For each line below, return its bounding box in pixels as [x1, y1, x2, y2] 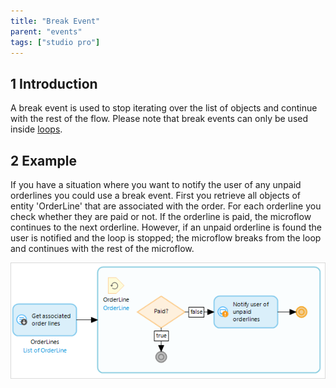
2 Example [10, 152, 77, 169]
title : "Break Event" [10, 16, 101, 26]
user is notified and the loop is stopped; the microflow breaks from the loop [10, 232, 322, 244]
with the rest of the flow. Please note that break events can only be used [10, 113, 309, 125]
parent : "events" [10, 26, 83, 37]
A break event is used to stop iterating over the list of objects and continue [10, 102, 318, 114]
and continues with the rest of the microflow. [10, 243, 195, 254]
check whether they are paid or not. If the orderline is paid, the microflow [10, 211, 312, 222]
